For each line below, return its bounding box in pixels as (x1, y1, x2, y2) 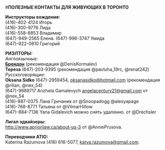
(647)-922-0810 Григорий (5, 41, 60, 47)
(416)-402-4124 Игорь (5, 20, 53, 25)
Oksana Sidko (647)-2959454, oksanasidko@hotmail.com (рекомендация (5, 77, 160, 83)
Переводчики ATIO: (5, 134, 49, 139)
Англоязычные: (5, 56, 38, 62)
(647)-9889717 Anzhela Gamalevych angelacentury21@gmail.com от (5, 88, 148, 93)
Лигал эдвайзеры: (5, 119, 46, 124)
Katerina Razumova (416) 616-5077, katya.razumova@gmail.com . (5, 139, 140, 145)
